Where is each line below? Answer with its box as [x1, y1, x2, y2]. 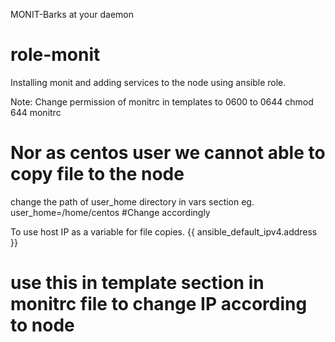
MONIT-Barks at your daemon [10, 9, 135, 20]
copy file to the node [10, 163, 185, 186]
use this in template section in [10, 272, 265, 294]
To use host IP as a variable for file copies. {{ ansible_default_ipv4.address [10, 225, 318, 238]
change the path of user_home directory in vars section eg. [10, 195, 255, 208]
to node [10, 314, 75, 337]
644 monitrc [10, 106, 62, 118]
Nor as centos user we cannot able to [10, 142, 326, 164]
